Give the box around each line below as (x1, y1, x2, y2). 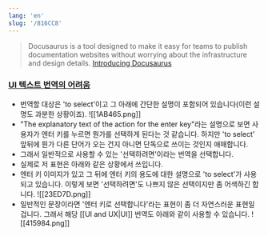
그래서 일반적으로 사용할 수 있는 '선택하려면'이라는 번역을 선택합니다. (19, 149, 234, 158)
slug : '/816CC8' (8, 19, 62, 27)
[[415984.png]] (19, 218, 70, 228)
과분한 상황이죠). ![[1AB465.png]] (34, 109, 142, 118)
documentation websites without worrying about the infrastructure (27, 50, 248, 59)
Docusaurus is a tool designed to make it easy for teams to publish (27, 41, 248, 50)
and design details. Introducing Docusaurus (27, 58, 172, 68)
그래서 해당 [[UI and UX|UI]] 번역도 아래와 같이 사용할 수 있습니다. (43, 209, 250, 218)
